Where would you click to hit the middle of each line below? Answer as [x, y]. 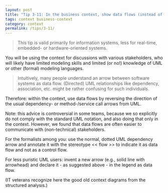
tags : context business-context [39, 19]
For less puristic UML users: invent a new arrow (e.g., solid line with [75, 160]
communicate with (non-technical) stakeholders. [55, 130]
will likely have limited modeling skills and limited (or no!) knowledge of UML [84, 63]
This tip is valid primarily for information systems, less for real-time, [87, 43]
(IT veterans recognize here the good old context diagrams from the [75, 180]
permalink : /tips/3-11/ [30, 29]
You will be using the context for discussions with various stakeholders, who [84, 58]
